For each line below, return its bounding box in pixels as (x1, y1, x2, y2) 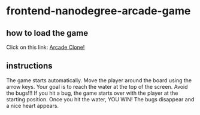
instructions (6, 61, 53, 71)
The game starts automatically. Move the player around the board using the (6, 76, 192, 84)
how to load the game (6, 28, 89, 38)
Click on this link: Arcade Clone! (6, 43, 85, 51)
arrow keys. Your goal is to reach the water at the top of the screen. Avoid (6, 83, 188, 90)
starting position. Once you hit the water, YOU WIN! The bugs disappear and (6, 95, 195, 102)
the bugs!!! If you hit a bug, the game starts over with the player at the (6, 89, 178, 97)
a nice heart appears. (6, 102, 59, 109)
